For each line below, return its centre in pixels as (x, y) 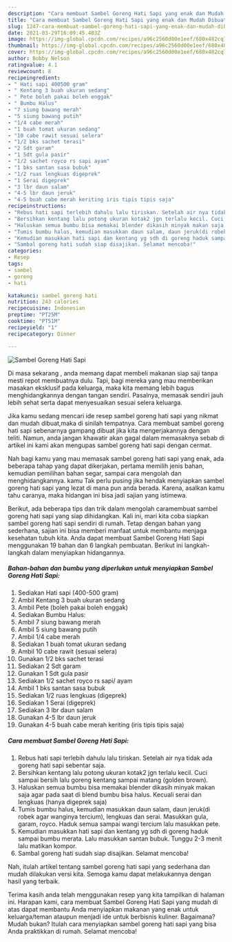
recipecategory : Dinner (42, 334)
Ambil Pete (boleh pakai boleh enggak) (73, 607)
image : (17, 39)
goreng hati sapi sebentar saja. (62, 765)
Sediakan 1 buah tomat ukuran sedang (72, 644)
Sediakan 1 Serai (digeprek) (56, 703)
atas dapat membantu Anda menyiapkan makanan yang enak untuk (103, 910)
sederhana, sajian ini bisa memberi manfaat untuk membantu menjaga (107, 530)
